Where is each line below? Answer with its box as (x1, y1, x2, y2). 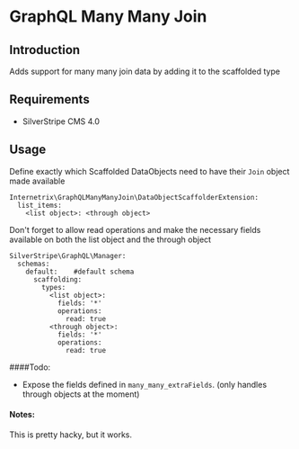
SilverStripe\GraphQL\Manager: (9, 251, 127, 260)
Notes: (9, 409, 36, 420)
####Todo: (9, 362, 51, 373)
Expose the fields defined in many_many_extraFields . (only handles (22, 379, 268, 390)
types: (41, 283, 66, 292)
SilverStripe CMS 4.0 (22, 115, 101, 127)
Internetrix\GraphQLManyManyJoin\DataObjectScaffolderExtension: (9, 193, 259, 202)
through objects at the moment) (22, 389, 140, 400)
